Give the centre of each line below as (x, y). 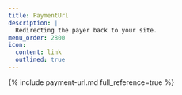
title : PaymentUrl (38, 15)
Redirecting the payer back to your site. (86, 30)
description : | (33, 23)
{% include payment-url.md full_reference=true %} (91, 82)
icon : (17, 45)
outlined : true (40, 60)
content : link (38, 52)
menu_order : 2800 (37, 38)
